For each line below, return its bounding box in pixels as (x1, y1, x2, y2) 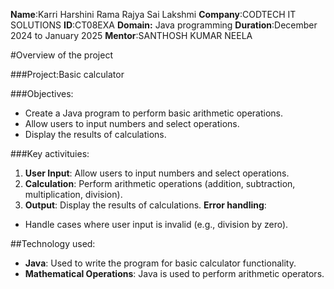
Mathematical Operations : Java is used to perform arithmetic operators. (24, 268, 325, 279)
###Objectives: (10, 88, 74, 99)
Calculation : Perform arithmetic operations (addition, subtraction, (24, 178, 296, 189)
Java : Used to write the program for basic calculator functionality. (24, 257, 297, 269)
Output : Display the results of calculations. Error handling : (24, 199, 267, 211)
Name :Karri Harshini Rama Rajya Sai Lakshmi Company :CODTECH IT (10, 9, 297, 20)
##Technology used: (10, 238, 96, 249)
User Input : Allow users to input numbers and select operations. (24, 167, 290, 179)
